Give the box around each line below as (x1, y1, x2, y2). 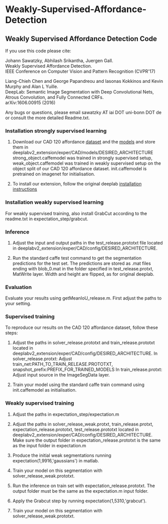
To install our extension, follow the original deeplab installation (12, 181, 142, 187)
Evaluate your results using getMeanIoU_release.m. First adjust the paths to (5, 295, 162, 301)
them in (12, 144, 29, 150)
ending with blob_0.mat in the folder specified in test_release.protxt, (12, 265, 153, 271)
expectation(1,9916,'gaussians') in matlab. (12, 457, 99, 463)
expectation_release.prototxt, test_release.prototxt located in (12, 426, 139, 433)
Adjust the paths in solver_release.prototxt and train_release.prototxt (12, 340, 155, 346)
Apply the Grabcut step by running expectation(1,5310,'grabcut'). (12, 498, 147, 504)
